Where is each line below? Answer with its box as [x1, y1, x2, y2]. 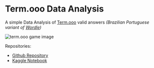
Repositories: [5, 43, 31, 49]
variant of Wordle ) [5, 24, 42, 30]
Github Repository [12, 52, 48, 58]
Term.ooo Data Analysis [5, 3, 104, 14]
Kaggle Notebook [12, 57, 47, 63]
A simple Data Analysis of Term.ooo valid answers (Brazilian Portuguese [5, 19, 149, 25]
